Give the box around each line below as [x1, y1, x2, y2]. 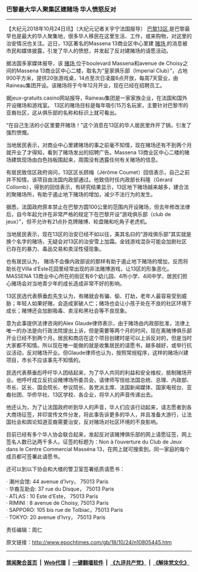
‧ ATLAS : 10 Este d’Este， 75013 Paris [6, 493, 98, 500]
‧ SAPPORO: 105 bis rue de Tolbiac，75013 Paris [6, 507, 124, 514]
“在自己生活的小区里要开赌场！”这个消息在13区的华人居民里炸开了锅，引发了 [6, 122, 192, 129]
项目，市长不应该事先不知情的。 [6, 356, 84, 363]
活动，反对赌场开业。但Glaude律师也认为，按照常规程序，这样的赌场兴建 [11, 349, 189, 356]
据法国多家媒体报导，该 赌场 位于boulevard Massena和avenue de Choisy [6, 60, 183, 67]
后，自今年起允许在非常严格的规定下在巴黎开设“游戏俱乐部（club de [6, 211, 171, 218]
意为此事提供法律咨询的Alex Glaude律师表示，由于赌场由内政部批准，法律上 [6, 320, 190, 327]
